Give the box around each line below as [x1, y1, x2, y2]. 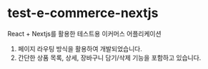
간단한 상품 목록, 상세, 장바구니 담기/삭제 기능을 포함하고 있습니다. [17, 53, 202, 62]
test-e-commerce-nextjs [7, 5, 159, 21]
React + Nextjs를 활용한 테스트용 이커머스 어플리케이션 [7, 29, 162, 38]
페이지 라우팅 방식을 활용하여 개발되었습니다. [17, 44, 143, 53]
